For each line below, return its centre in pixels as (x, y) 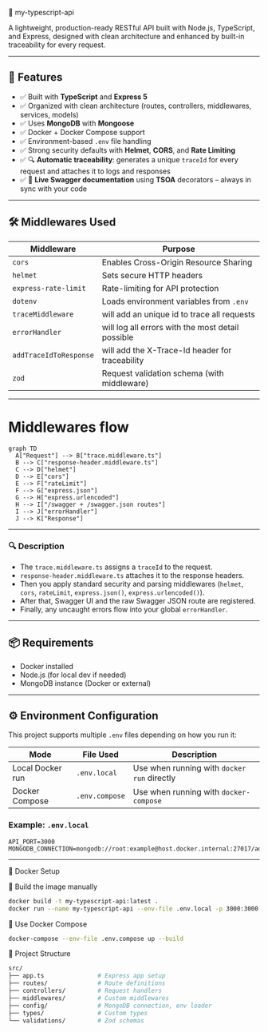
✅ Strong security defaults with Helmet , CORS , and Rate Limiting (128, 150)
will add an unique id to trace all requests (178, 314)
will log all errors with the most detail (170, 327)
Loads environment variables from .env (175, 301)
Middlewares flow (69, 427)
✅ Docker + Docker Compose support (82, 132)
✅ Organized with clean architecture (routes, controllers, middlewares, (136, 106)
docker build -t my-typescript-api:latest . (83, 901)
